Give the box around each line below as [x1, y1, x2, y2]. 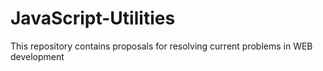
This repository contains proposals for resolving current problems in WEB [10, 40, 313, 52]
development [10, 50, 65, 62]
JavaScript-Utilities [10, 7, 176, 30]
